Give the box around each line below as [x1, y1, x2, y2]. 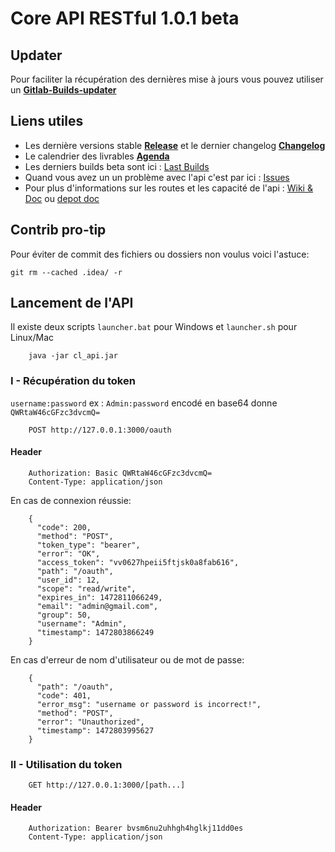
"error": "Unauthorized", [36, 717, 145, 727]
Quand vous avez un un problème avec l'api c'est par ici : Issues [24, 171, 290, 183]
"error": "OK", [36, 548, 101, 559]
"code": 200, [36, 522, 92, 532]
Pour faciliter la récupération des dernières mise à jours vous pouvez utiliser [10, 73, 324, 85]
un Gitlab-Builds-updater [10, 84, 117, 96]
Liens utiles [10, 113, 84, 130]
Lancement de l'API [10, 295, 134, 312]
